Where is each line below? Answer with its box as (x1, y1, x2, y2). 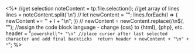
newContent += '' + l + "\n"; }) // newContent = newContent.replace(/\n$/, (5, 18, 184, 24)
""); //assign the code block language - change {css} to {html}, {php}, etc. (5, 23, 184, 31)
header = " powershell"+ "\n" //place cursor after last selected (5, 30, 168, 37)
